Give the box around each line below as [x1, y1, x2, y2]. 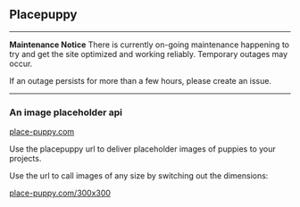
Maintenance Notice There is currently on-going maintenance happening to [9, 39, 290, 50]
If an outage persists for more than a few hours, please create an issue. [9, 75, 272, 86]
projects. [9, 153, 42, 164]
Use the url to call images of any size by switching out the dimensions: [9, 170, 269, 181]
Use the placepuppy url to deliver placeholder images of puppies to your [9, 144, 277, 154]
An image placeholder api [9, 106, 123, 119]
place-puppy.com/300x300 [9, 187, 112, 199]
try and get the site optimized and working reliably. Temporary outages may [9, 48, 288, 59]
